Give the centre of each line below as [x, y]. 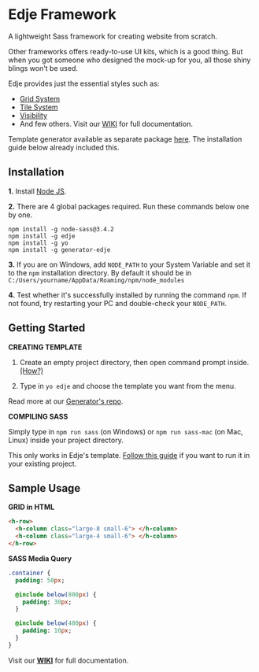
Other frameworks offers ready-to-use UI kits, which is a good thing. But [126, 51]
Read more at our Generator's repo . [66, 401]
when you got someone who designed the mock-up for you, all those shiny [129, 60]
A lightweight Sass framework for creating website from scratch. [113, 36]
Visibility [33, 115]
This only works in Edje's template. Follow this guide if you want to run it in [129, 455]
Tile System [39, 107]
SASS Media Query [40, 558]
